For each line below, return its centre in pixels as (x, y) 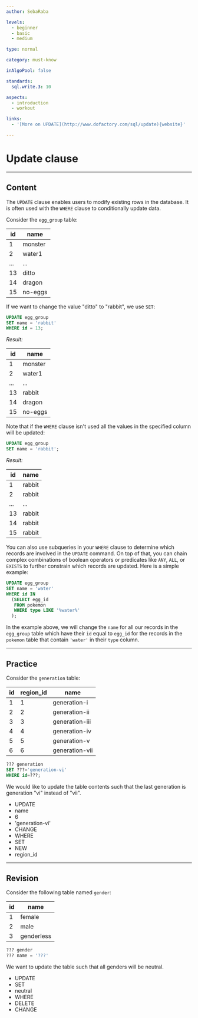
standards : (19, 81)
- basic (21, 33)
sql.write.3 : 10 (31, 87)
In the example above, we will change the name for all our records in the (92, 627)
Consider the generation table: (43, 678)
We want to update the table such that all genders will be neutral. (85, 967)
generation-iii (72, 722)
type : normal (22, 50)
